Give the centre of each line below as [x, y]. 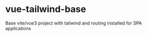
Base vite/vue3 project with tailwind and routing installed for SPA [74, 23]
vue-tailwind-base [46, 9]
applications [18, 28]
